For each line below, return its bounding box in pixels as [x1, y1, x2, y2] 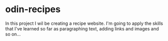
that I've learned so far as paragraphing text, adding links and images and [5, 25, 159, 31]
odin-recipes [5, 4, 61, 15]
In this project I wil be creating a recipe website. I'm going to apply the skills [5, 20, 163, 26]
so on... [5, 31, 21, 37]
